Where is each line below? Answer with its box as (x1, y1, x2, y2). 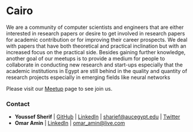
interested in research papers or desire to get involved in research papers (6, 29, 185, 37)
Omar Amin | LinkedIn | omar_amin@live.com (14, 120, 125, 127)
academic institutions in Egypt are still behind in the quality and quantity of (6, 67, 188, 74)
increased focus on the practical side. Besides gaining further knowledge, (6, 48, 186, 55)
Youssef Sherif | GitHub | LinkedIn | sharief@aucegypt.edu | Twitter (14, 113, 181, 120)
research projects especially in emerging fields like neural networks (6, 74, 171, 81)
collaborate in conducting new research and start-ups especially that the (6, 61, 183, 68)
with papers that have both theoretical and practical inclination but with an (6, 42, 187, 49)
